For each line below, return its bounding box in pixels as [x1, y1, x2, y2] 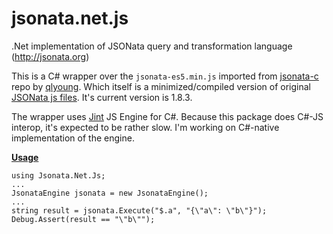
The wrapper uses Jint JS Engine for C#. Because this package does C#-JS [11, 110, 324, 122]
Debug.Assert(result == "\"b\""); [11, 214, 156, 224]
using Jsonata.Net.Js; [11, 170, 106, 181]
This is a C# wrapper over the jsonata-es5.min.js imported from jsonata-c [11, 70, 319, 82]
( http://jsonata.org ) [11, 50, 90, 62]
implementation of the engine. [11, 132, 135, 144]
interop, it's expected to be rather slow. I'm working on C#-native [11, 121, 280, 133]
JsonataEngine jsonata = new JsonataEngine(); [11, 188, 209, 198]
